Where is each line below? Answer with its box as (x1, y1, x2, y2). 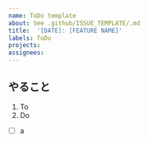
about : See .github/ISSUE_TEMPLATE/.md (8, 19, 141, 27)
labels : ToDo (8, 34, 52, 42)
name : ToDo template (8, 11, 77, 20)
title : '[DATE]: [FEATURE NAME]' (8, 26, 123, 34)
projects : (8, 41, 41, 49)
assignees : (8, 49, 45, 57)
